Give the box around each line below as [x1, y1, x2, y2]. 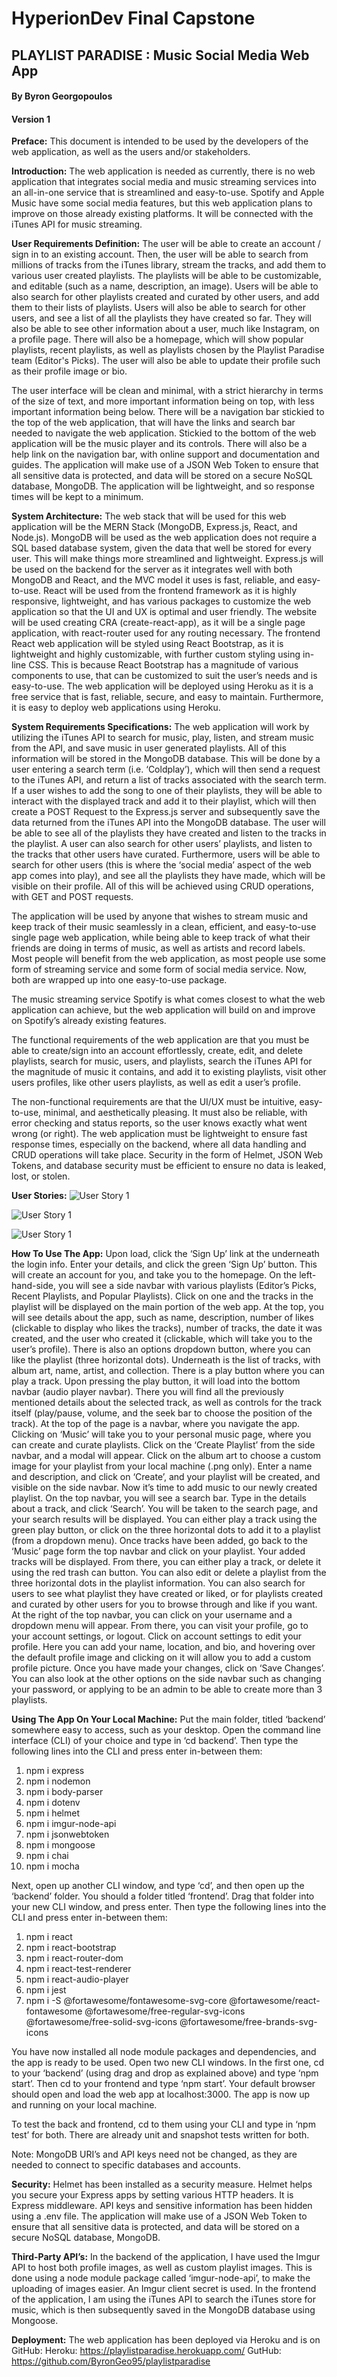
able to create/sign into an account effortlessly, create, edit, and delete [11, 1045, 303, 1057]
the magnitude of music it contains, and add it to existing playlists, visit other [11, 1066, 327, 1078]
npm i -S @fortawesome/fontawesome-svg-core [25, 1995, 228, 2007]
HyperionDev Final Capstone [11, 7, 256, 30]
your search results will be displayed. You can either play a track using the [11, 1513, 318, 1526]
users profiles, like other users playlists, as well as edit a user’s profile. [11, 1077, 302, 1089]
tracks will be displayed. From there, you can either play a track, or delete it [11, 1556, 322, 1568]
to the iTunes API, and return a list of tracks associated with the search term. [11, 774, 327, 786]
